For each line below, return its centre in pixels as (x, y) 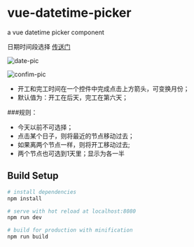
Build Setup (33, 176)
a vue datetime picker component (56, 32)
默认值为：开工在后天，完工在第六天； (72, 97)
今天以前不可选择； (45, 127)
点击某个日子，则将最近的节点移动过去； (76, 136)
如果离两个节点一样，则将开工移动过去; (74, 144)
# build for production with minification (70, 230)
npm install (25, 198)
